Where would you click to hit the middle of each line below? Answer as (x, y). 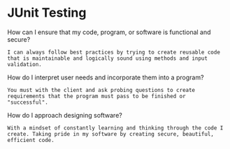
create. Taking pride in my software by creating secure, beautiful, (111, 134)
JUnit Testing (47, 13)
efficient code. (31, 140)
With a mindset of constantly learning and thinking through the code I (115, 128)
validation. (24, 64)
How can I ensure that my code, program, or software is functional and (109, 32)
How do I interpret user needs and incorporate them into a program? (106, 77)
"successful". (28, 102)
